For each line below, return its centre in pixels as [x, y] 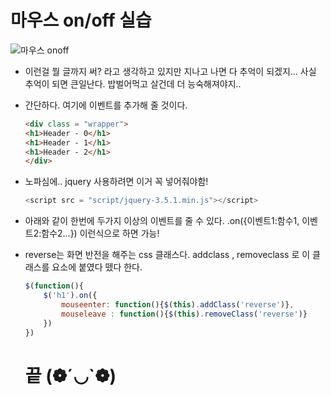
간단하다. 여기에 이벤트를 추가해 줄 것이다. [106, 105]
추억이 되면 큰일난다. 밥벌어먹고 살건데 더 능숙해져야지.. [133, 83]
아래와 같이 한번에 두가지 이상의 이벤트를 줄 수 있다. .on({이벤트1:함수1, [162, 221]
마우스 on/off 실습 [81, 20]
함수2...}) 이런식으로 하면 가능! [100, 233]
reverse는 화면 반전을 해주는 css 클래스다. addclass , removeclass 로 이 [167, 255]
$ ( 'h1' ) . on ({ [70, 296]
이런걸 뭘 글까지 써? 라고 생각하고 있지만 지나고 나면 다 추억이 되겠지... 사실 [170, 71]
